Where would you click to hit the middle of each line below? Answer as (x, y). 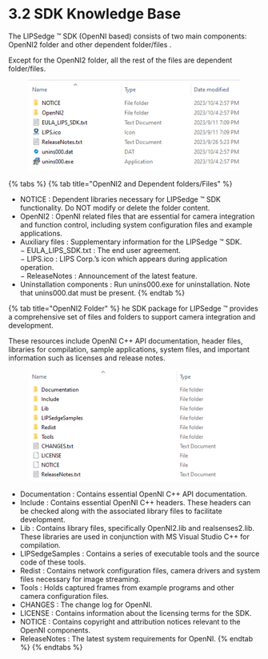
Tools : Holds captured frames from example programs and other (127, 588)
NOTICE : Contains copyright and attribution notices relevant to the (130, 622)
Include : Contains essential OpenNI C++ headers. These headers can (135, 503)
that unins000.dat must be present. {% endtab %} (102, 292)
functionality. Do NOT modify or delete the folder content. (115, 207)
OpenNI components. (55, 630)
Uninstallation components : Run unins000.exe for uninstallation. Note (135, 284)
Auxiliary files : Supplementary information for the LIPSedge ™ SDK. (131, 242)
